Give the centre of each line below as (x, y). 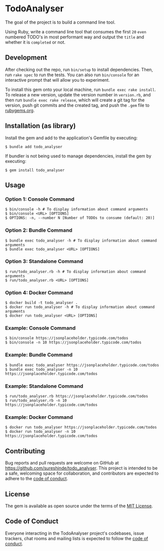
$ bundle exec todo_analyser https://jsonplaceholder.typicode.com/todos (82, 365)
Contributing (25, 451)
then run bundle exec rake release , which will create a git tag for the (75, 100)
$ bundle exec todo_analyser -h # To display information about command (81, 241)
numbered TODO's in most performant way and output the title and (75, 37)
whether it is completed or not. (35, 42)
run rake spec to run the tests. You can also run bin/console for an (72, 75)
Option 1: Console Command (40, 199)
